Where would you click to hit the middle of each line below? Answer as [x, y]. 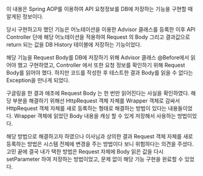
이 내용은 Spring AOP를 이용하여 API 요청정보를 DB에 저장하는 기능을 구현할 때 [99, 9]
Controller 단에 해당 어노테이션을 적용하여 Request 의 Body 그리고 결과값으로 [98, 37]
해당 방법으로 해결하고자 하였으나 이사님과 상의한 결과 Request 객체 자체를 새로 [100, 136]
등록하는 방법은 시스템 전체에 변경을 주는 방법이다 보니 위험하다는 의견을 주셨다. [100, 144]
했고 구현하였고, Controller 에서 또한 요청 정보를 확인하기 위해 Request [101, 65]
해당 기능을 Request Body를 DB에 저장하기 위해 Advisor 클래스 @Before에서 [98, 57]
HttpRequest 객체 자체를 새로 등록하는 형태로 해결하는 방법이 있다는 [86, 108]
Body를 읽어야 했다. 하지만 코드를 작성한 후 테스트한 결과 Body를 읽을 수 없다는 [100, 73]
